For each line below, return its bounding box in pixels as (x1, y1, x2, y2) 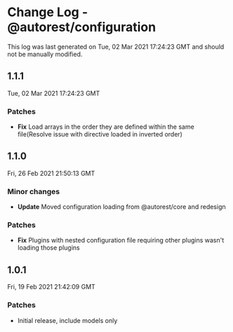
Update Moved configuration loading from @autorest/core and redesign (17, 203, 226, 211)
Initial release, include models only (17, 316, 118, 324)
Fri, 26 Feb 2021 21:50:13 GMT (7, 169, 95, 177)
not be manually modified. (7, 50, 83, 58)
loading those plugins (17, 243, 80, 252)
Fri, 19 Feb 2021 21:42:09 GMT (7, 283, 96, 291)
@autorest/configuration (7, 19, 157, 35)
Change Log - (7, 4, 88, 20)
